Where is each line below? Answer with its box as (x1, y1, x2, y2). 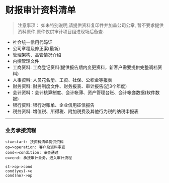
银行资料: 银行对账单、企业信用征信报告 (12, 102, 95, 108)
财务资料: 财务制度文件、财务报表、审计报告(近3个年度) (12, 83, 127, 89)
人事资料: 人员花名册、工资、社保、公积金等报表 (12, 76, 112, 83)
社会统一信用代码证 (12, 39, 53, 45)
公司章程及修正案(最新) (12, 45, 60, 51)
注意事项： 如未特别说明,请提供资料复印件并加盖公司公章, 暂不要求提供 (17, 22, 164, 28)
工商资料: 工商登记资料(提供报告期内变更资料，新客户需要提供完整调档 (12, 64, 158, 70)
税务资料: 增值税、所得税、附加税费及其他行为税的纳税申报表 (12, 108, 139, 114)
